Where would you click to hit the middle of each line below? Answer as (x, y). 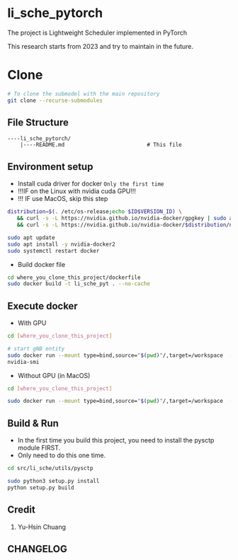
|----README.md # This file (101, 145)
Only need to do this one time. (62, 455)
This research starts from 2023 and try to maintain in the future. (100, 46)
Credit (21, 510)
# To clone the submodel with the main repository (84, 93)
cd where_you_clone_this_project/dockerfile (74, 278)
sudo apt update (31, 238)
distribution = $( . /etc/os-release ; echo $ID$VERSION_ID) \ (95, 212)
